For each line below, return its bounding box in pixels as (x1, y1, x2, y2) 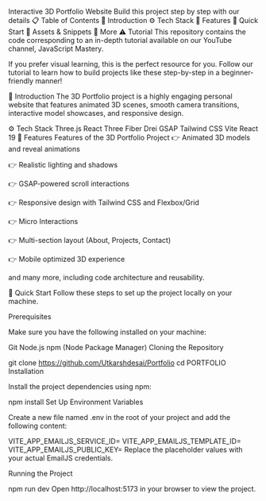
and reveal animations (8, 145, 81, 153)
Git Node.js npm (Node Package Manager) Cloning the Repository (8, 343, 224, 352)
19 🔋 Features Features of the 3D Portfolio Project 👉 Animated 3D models (8, 133, 251, 142)
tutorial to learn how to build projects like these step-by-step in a (8, 67, 220, 77)
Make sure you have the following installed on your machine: (8, 327, 206, 337)
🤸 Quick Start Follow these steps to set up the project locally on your (8, 288, 233, 297)
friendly (8, 76, 34, 86)
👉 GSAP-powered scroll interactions (8, 179, 129, 188)
